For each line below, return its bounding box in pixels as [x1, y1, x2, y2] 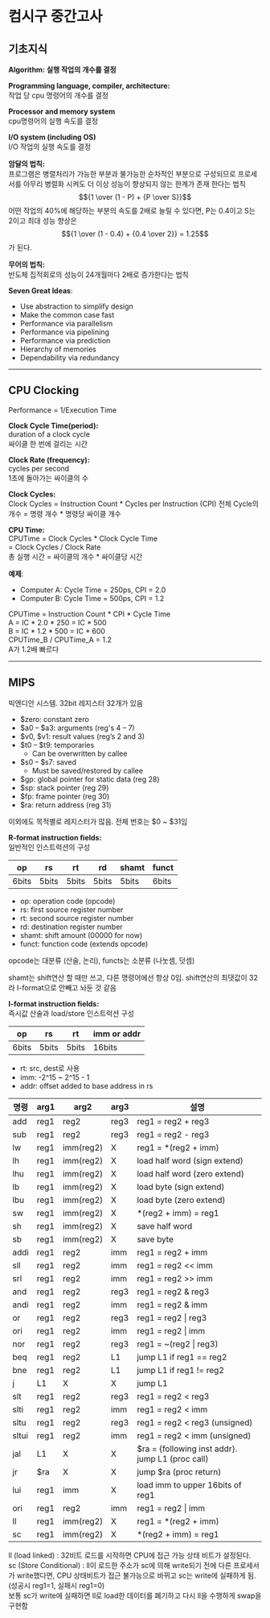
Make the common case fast [19, 310, 115, 319]
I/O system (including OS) [8, 132, 96, 142]
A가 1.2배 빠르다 [8, 644, 59, 653]
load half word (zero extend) [136, 1168, 245, 1179]
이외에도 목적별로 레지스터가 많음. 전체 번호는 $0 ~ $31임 [8, 816, 188, 826]
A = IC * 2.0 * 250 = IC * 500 [8, 617, 107, 627]
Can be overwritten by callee [31, 749, 128, 758]
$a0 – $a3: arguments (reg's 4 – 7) [19, 723, 135, 732]
